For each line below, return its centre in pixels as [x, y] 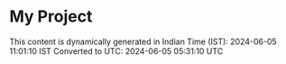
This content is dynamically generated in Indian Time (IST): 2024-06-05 [143, 41]
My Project [51, 17]
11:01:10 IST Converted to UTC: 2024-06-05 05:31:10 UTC [116, 50]
